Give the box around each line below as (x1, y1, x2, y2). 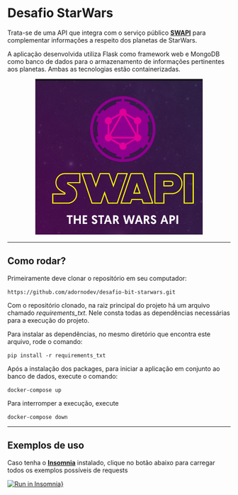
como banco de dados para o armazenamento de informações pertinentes (7, 57, 225, 65)
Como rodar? (7, 255, 67, 267)
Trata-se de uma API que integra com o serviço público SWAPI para (7, 28, 206, 37)
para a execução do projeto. (7, 316, 90, 324)
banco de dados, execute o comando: (7, 372, 118, 380)
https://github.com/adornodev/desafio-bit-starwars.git (7, 289, 176, 296)
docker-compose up (7, 386, 62, 394)
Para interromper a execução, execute (7, 399, 119, 407)
